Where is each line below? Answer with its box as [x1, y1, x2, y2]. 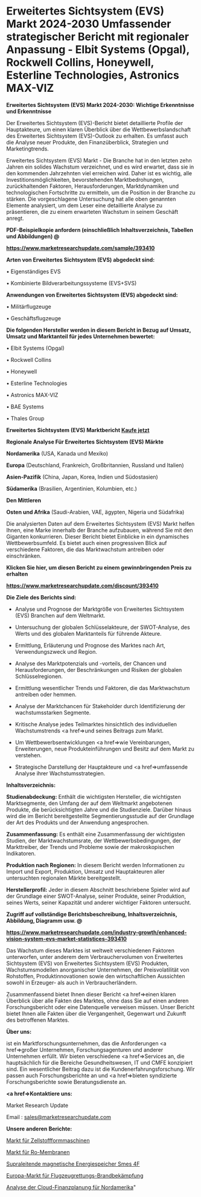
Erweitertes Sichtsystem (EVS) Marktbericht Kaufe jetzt [6, 426, 150, 433]
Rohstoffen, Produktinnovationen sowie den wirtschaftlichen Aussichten [6, 972, 185, 979]
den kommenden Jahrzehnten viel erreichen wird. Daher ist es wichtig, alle [6, 169, 192, 176]
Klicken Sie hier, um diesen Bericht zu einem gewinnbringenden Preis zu [6, 564, 192, 571]
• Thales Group [6, 415, 45, 422]
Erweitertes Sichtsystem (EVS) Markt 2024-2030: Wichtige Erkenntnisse [6, 101, 194, 108]
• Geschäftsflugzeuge [6, 314, 62, 321]
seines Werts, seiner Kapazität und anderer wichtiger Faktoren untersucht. [6, 899, 191, 906]
